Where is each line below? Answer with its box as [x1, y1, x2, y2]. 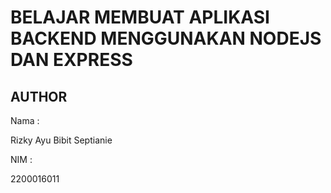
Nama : [10, 115, 40, 126]
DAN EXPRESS [10, 49, 133, 71]
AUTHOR [10, 88, 68, 105]
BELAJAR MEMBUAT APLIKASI [10, 6, 270, 29]
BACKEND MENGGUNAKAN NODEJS [10, 27, 322, 50]
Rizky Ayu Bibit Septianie [10, 134, 113, 146]
